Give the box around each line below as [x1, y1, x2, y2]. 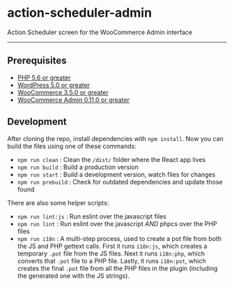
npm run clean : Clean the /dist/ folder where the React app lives [17, 155, 206, 163]
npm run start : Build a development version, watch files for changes [17, 170, 216, 179]
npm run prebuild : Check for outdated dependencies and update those [17, 177, 223, 186]
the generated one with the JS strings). [17, 271, 130, 280]
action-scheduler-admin [7, 5, 152, 21]
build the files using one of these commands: [7, 142, 137, 150]
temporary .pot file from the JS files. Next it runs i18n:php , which [17, 249, 205, 258]
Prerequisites [7, 54, 67, 67]
